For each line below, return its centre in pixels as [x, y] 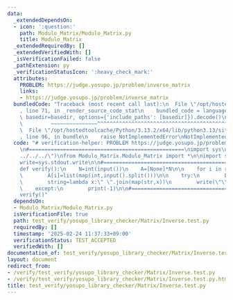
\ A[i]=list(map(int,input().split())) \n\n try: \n [110, 175]
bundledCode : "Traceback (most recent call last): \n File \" [105, 104]
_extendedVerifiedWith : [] [52, 53]
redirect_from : [29, 266]
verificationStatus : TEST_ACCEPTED [65, 240]
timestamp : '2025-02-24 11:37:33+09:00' [72, 234]
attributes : [31, 78]
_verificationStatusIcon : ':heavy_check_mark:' [84, 72]
